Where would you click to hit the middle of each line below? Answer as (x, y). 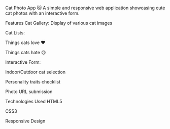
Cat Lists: (15, 33)
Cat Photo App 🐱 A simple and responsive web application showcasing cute (85, 8)
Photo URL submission (29, 92)
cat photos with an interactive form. (42, 13)
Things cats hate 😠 (26, 52)
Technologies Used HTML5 (34, 101)
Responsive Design (25, 121)
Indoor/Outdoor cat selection (36, 72)
